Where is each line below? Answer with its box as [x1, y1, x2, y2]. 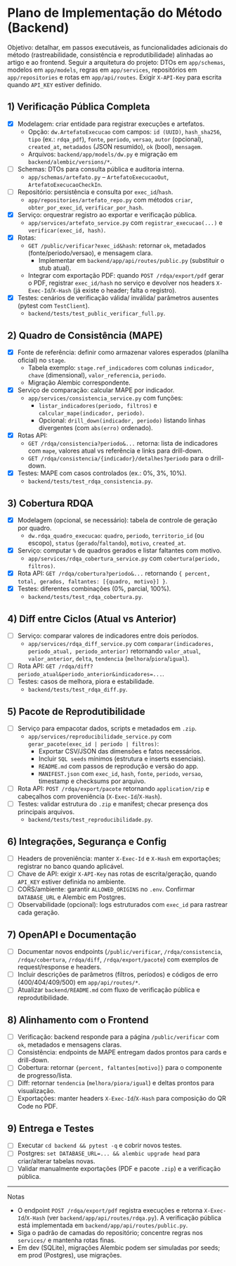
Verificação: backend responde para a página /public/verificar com [17, 1033, 220, 1041]
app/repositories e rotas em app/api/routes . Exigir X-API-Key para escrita [7, 72, 222, 82]
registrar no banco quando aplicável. [17, 863, 124, 871]
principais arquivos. [17, 808, 75, 816]
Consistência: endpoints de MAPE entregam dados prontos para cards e [17, 1048, 227, 1057]
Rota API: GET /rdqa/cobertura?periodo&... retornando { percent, [17, 569, 211, 578]
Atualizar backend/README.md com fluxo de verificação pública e [17, 986, 200, 994]
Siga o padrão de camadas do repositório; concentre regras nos [17, 1229, 204, 1237]
